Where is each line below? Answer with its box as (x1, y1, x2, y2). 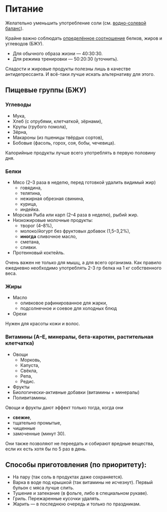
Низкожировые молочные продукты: (12, 217, 93, 223)
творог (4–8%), (20, 222, 53, 229)
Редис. (20, 378, 36, 384)
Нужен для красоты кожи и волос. (5, 321, 80, 327)
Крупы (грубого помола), (12, 123, 68, 130)
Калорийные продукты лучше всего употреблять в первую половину (5, 150, 156, 156)
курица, (20, 201, 38, 207)
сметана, (20, 239, 41, 245)
